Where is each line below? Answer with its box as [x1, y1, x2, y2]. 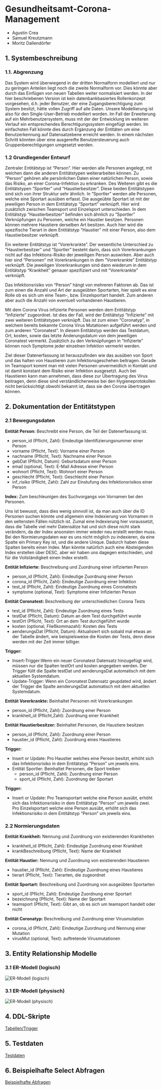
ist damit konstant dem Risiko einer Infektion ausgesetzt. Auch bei [5, 368, 136, 374]
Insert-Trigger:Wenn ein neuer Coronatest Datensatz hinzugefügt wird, [12, 657, 153, 663]
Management [5, 14, 60, 25]
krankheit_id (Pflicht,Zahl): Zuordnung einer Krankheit [12, 712, 119, 718]
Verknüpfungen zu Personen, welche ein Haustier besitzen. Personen [5, 216, 144, 222]
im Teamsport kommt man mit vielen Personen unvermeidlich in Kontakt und [5, 363, 157, 368]
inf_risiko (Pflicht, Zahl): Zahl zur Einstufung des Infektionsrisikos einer [12, 479, 153, 484]
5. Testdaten [5, 1039, 44, 1048]
